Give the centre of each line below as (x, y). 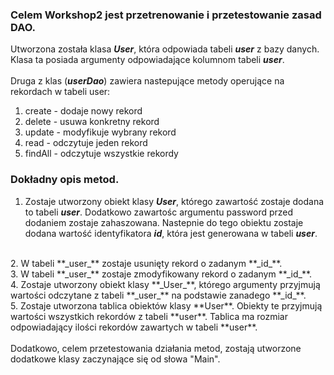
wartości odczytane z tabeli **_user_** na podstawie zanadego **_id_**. (158, 295)
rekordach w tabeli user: (60, 92)
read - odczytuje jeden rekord (86, 143)
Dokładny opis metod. (65, 180)
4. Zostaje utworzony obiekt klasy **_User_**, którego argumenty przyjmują (165, 284)
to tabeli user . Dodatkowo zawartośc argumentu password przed (159, 212)
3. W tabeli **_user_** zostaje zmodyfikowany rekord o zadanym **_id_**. (161, 274)
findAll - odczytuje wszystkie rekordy (101, 154)
